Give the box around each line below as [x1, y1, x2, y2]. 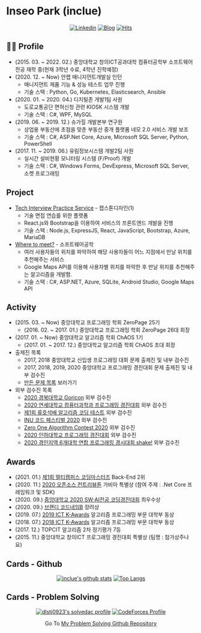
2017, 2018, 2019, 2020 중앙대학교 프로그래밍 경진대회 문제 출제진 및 [23, 364, 187, 371]
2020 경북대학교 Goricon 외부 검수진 [23, 394, 112, 401]
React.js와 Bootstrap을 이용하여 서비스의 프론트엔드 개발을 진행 [23, 219, 174, 226]
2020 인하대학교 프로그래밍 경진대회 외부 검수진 [23, 431, 137, 439]
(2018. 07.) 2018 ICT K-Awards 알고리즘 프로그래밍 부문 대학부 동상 [14, 518, 175, 526]
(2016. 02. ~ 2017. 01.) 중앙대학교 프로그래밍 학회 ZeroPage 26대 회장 [23, 326, 190, 334]
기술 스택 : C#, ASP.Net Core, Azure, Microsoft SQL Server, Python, [23, 133, 189, 141]
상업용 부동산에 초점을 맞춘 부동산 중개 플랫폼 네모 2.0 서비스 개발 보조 [23, 126, 189, 133]
